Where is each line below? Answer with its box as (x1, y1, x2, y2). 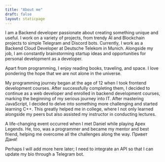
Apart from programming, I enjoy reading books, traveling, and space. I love (5, 65, 159, 71)
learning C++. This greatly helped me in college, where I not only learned (5, 106, 154, 112)
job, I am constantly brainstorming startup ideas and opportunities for (5, 51, 146, 56)
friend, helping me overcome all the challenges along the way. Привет (5, 131, 148, 137)
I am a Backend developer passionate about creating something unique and (5, 30, 159, 36)
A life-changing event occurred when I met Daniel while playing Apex (5, 121, 146, 127)
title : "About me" (5, 7, 43, 12)
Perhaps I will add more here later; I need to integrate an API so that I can (5, 146, 154, 152)
